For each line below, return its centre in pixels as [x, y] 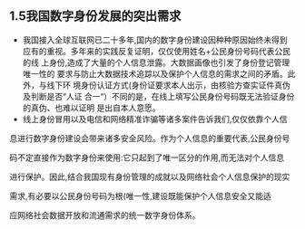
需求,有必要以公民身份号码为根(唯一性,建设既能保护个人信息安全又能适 [141, 196]
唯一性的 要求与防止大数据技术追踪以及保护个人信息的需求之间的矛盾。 [155, 73]
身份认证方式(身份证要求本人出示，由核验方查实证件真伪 [185, 85]
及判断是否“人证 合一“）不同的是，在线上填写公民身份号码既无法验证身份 [158, 96]
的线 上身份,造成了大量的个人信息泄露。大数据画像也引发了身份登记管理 [156, 62]
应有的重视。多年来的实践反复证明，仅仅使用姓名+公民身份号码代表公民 [157, 51]
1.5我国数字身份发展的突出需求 [95, 16]
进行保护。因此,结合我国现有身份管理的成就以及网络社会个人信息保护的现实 [150, 177]
